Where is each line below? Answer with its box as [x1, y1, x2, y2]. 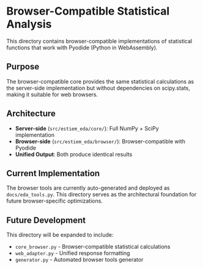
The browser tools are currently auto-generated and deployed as [6, 184, 170, 192]
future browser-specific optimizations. [6, 197, 103, 205]
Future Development [6, 215, 86, 225]
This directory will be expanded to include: [6, 231, 114, 239]
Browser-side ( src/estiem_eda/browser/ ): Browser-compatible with [15, 137, 185, 145]
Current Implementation [6, 168, 100, 178]
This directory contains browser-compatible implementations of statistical [6, 37, 193, 45]
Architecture [6, 109, 56, 119]
